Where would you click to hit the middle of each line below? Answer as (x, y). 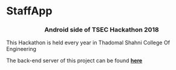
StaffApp (29, 11)
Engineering (21, 49)
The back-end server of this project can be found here (74, 60)
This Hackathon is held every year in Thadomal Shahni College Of (88, 42)
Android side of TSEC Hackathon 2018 (102, 30)
